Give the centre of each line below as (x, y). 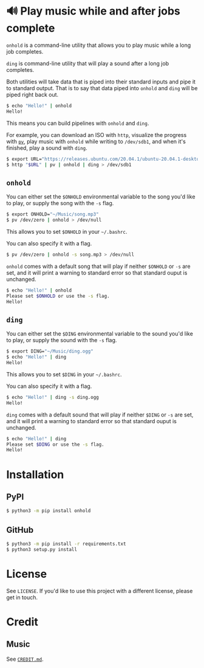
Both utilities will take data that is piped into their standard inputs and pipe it (101, 82)
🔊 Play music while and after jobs (93, 11)
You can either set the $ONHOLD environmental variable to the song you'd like (101, 197)
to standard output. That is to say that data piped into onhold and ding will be (102, 88)
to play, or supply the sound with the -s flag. (62, 340)
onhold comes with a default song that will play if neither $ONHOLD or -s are (98, 266)
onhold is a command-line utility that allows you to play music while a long (99, 45)
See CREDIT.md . (25, 659)
